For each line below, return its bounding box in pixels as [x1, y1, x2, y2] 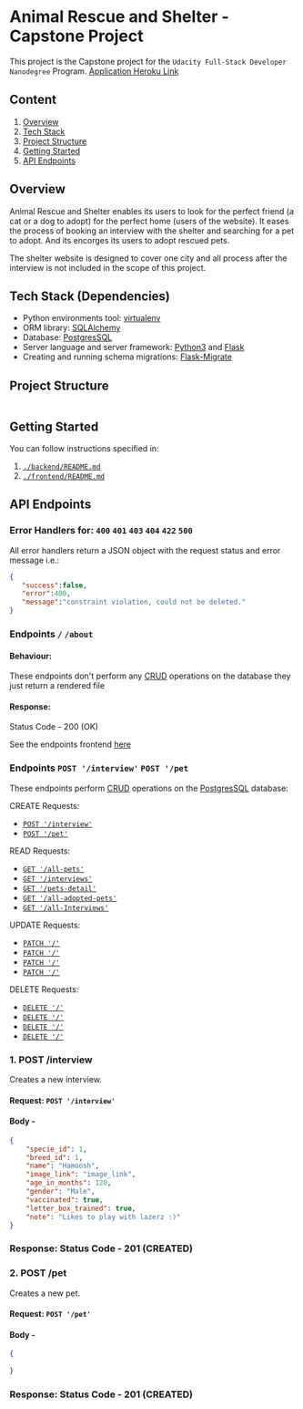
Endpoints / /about [9, 627, 94, 640]
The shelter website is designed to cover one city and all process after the [9, 253, 288, 264]
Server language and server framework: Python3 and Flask [22, 342, 245, 353]
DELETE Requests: [9, 983, 79, 995]
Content [9, 92, 57, 108]
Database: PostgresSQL [22, 332, 113, 343]
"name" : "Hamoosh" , [25, 1161, 100, 1171]
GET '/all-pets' [22, 865, 85, 874]
